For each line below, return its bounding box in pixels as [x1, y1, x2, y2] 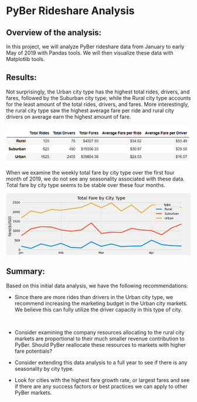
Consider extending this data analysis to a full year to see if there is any [14, 359, 188, 366]
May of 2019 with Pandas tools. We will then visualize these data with [6, 49, 174, 56]
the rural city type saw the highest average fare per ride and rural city [6, 107, 174, 114]
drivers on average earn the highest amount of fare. [6, 113, 131, 120]
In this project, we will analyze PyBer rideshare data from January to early [6, 43, 185, 50]
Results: [6, 72, 37, 83]
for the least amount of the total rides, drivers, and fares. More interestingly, [6, 101, 189, 108]
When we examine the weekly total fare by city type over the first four [6, 169, 175, 176]
